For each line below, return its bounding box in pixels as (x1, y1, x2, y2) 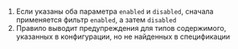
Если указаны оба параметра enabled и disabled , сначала (15, 7, 214, 16)
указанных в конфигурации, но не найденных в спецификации (15, 32, 231, 41)
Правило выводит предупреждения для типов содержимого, (15, 24, 227, 32)
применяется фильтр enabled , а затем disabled (15, 15, 177, 24)
